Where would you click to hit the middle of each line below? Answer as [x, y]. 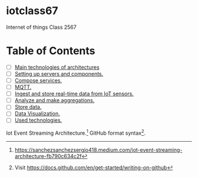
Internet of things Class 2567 [41, 27]
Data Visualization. [37, 113]
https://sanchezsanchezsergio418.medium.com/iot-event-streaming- [98, 150]
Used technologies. [38, 120]
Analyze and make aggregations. [55, 101]
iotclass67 [32, 11]
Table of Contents [51, 51]
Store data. [28, 107]
